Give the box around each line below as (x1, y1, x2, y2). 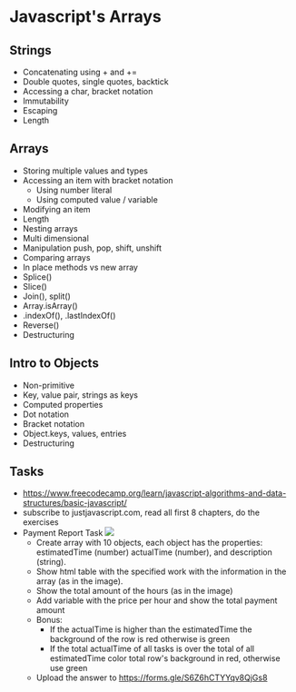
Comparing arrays (22, 252, 91, 262)
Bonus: (35, 615, 64, 626)
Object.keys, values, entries (22, 428, 127, 439)
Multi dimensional (22, 232, 89, 243)
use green (49, 663, 88, 674)
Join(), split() (22, 291, 71, 302)
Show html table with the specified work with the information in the (35, 566, 287, 578)
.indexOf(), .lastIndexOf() (22, 310, 116, 321)
